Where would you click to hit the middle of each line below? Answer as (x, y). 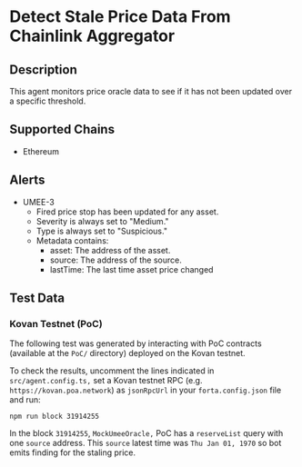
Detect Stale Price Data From (120, 17)
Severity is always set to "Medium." (103, 221)
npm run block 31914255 (55, 417)
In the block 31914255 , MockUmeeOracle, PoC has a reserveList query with (146, 433)
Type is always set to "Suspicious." (102, 231)
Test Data (37, 298)
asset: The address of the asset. (110, 250)
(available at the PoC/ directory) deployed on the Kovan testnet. (127, 353)
